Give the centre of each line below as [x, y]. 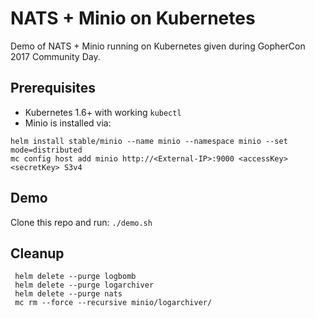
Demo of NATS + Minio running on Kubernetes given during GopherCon [158, 46]
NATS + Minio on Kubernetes [133, 18]
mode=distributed [46, 150]
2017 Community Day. [55, 56]
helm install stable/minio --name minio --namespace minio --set [149, 141]
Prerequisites [53, 88]
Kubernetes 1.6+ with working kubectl [103, 112]
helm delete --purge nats [68, 294]
